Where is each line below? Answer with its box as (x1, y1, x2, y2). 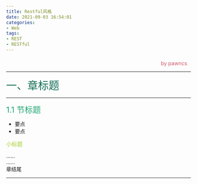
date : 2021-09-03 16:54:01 (6, 14, 72, 20)
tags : (6, 31, 19, 36)
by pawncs (161, 59, 188, 66)
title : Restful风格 (6, 8, 52, 15)
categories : (6, 19, 35, 25)
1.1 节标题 (6, 104, 41, 115)
